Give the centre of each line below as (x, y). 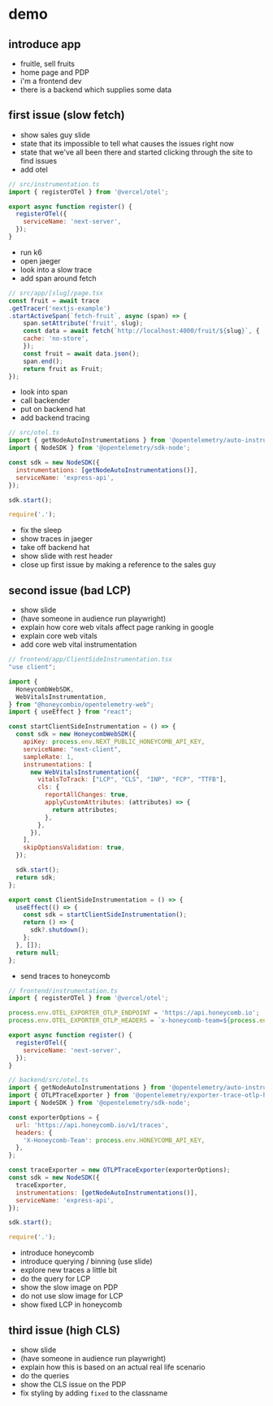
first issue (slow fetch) (67, 115)
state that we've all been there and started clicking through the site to (136, 152)
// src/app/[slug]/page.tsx (56, 293)
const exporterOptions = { (54, 1117)
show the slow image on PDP (69, 1287)
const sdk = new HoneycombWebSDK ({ (76, 734)
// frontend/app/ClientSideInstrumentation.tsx (91, 660)
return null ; (38, 953)
